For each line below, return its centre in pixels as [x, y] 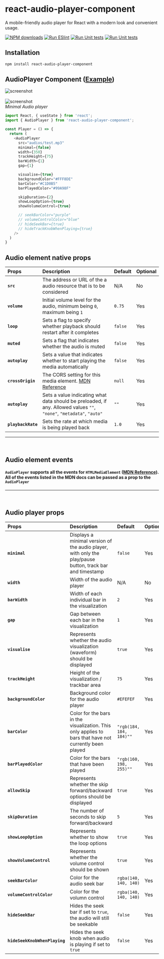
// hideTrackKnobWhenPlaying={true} [55, 229]
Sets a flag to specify [67, 320]
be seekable [84, 924]
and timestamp [87, 571]
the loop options [89, 843]
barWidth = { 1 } [31, 161]
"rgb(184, [128, 726]
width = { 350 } [30, 152]
